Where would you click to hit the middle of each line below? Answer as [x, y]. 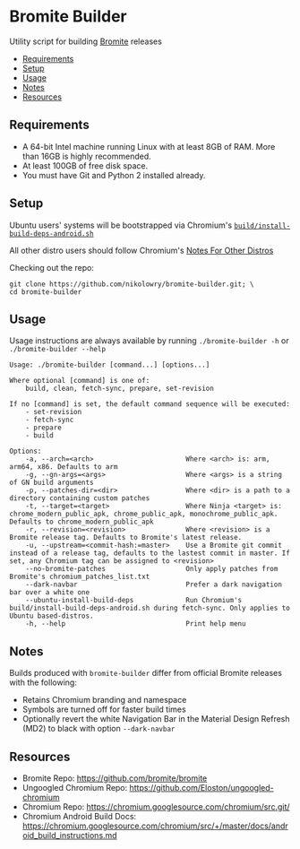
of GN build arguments [51, 483]
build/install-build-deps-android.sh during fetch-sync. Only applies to [150, 608]
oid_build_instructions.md [70, 835]
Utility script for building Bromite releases [86, 41]
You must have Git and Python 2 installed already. [114, 175]
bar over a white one [50, 593]
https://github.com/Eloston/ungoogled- [202, 788]
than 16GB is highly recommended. [87, 156]
